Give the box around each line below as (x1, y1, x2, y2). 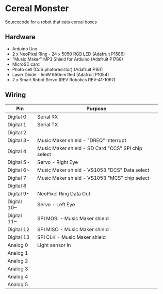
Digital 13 (7, 233, 30, 240)
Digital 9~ (7, 190, 30, 197)
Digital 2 (7, 129, 27, 136)
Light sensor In (37, 242, 71, 248)
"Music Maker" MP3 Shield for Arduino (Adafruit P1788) (12, 56, 124, 62)
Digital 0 (7, 113, 27, 120)
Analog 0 (7, 242, 28, 248)
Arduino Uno (12, 46, 38, 51)
